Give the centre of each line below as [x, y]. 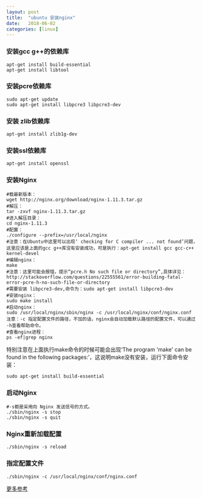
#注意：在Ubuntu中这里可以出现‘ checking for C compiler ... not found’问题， [102, 242]
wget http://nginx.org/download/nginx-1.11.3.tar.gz [75, 200]
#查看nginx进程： [26, 332]
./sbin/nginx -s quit [34, 418]
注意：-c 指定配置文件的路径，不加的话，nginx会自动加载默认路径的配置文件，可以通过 [101, 319]
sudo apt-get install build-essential [55, 376]
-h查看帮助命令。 [25, 325]
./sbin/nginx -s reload [37, 447]
